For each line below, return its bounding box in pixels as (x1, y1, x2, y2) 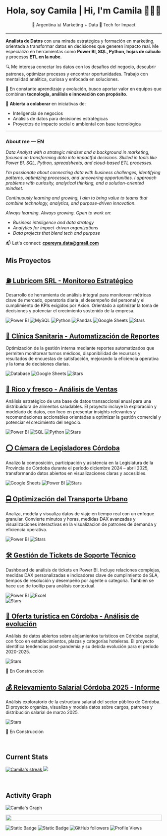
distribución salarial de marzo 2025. (5, 709, 79, 716)
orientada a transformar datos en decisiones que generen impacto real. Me (5, 43, 159, 49)
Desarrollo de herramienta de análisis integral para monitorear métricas (5, 292, 152, 298)
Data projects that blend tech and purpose (12, 230, 101, 236)
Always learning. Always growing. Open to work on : (5, 210, 111, 216)
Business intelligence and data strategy (12, 219, 94, 226)
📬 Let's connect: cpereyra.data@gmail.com (5, 240, 99, 246)
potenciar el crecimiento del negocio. (5, 419, 82, 425)
